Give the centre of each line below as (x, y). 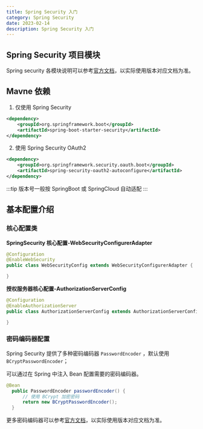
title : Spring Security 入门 (42, 12)
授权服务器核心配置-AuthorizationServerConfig (66, 289)
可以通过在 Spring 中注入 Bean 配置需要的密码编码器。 (74, 374)
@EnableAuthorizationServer (42, 306)
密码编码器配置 (28, 339)
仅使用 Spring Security (43, 107)
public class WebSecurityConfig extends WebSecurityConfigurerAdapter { (100, 265)
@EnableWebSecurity (31, 260)
